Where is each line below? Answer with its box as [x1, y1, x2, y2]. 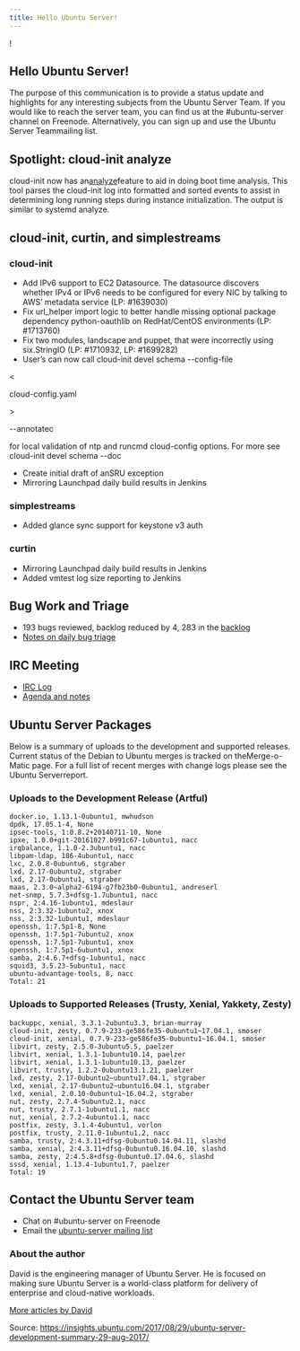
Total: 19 [9, 1168, 47, 1177]
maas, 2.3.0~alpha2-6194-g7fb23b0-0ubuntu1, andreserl [9, 883, 219, 892]
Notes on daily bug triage [21, 632, 116, 643]
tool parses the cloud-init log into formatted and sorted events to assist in [9, 185, 280, 196]
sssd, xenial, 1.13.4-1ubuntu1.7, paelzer [9, 1160, 170, 1169]
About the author [9, 1248, 86, 1260]
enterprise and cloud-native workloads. [9, 1287, 155, 1298]
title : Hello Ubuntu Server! [9, 13, 118, 22]
